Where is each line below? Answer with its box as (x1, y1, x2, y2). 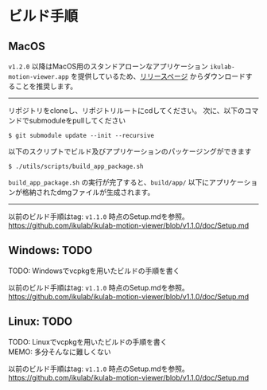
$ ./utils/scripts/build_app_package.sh (8, 162, 145, 170)
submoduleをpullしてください (29, 116, 126, 125)
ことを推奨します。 (14, 81, 78, 91)
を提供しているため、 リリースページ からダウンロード (70, 72, 246, 80)
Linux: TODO (8, 315, 73, 329)
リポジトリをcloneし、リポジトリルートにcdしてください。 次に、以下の (8, 106, 245, 115)
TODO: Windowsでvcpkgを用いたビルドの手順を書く (8, 266, 180, 275)
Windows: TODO (8, 244, 93, 257)
